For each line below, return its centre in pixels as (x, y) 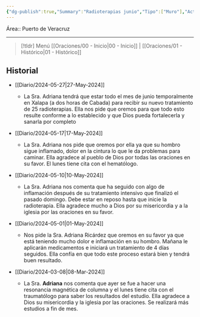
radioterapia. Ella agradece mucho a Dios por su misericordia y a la (106, 206)
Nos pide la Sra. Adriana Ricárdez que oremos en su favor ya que (104, 235)
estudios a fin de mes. (51, 309)
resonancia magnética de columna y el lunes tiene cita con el (99, 290)
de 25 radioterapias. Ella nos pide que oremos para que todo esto (104, 109)
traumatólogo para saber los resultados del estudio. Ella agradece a (107, 296)
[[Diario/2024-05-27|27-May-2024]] (60, 85)
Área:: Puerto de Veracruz (38, 29)
